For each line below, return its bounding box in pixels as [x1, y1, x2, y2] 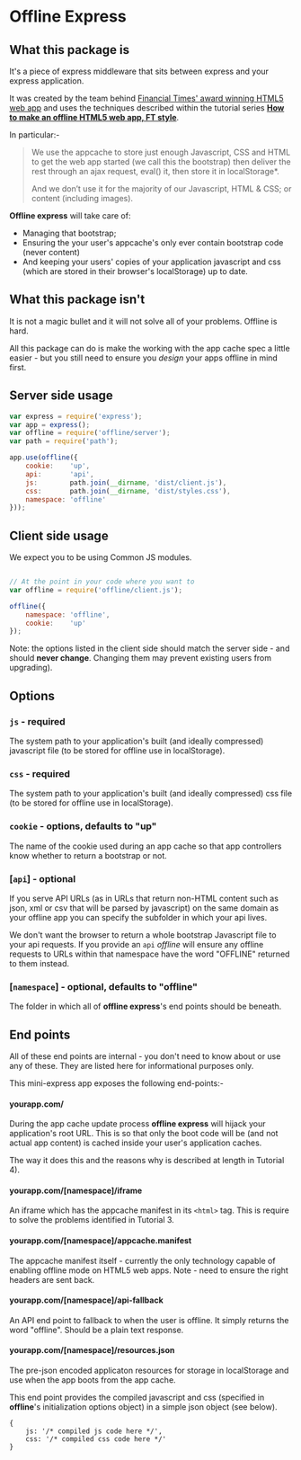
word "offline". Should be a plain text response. [9, 1324, 184, 1335]
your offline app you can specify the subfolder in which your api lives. [9, 912, 268, 922]
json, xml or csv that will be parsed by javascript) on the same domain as [9, 902, 279, 913]
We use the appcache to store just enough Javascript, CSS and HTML [31, 147, 291, 157]
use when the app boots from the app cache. [9, 1375, 177, 1385]
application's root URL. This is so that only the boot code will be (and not [9, 1128, 279, 1139]
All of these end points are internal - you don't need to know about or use [9, 1051, 281, 1062]
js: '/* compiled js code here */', [25, 1427, 164, 1436]
